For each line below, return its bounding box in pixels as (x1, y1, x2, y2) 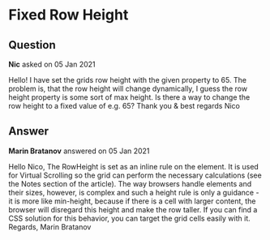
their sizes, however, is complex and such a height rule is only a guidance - (8, 187, 259, 197)
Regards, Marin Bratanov (8, 221, 92, 232)
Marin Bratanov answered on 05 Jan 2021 (8, 146, 150, 156)
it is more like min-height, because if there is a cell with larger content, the (8, 196, 256, 206)
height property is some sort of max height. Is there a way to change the (8, 92, 251, 102)
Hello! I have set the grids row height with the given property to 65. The (8, 75, 247, 84)
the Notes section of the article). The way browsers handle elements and (8, 178, 252, 188)
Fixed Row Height (8, 6, 129, 24)
